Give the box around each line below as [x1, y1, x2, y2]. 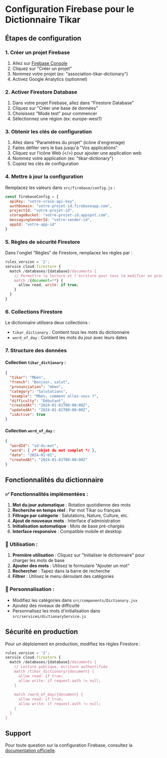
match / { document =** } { [14, 278, 64, 283]
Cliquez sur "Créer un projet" [12, 65, 72, 71]
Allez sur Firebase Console [12, 60, 68, 66]
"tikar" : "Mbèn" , [9, 375, 46, 380]
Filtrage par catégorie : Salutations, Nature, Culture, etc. [12, 513, 129, 519]
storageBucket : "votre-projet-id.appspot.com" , [9, 213, 110, 218]
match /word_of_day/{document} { [14, 692, 83, 697]
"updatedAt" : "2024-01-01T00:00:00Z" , [9, 407, 90, 412]
